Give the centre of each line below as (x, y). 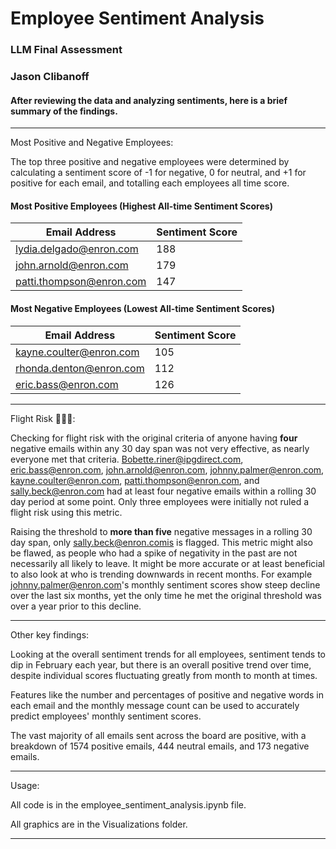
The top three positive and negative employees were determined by (150, 162)
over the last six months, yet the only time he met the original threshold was (166, 595)
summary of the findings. (64, 111)
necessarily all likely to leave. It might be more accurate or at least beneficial (167, 563)
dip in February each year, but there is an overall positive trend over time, (161, 664)
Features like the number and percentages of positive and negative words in (167, 694)
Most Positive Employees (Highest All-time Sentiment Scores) (141, 206)
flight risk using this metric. (66, 512)
